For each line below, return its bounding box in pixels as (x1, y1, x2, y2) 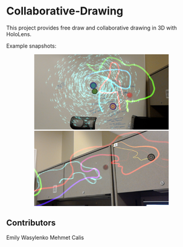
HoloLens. (6, 30, 32, 37)
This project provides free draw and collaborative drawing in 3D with (6, 24, 177, 31)
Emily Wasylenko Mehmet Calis (6, 234, 85, 241)
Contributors (6, 218, 56, 228)
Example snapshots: (6, 42, 57, 49)
